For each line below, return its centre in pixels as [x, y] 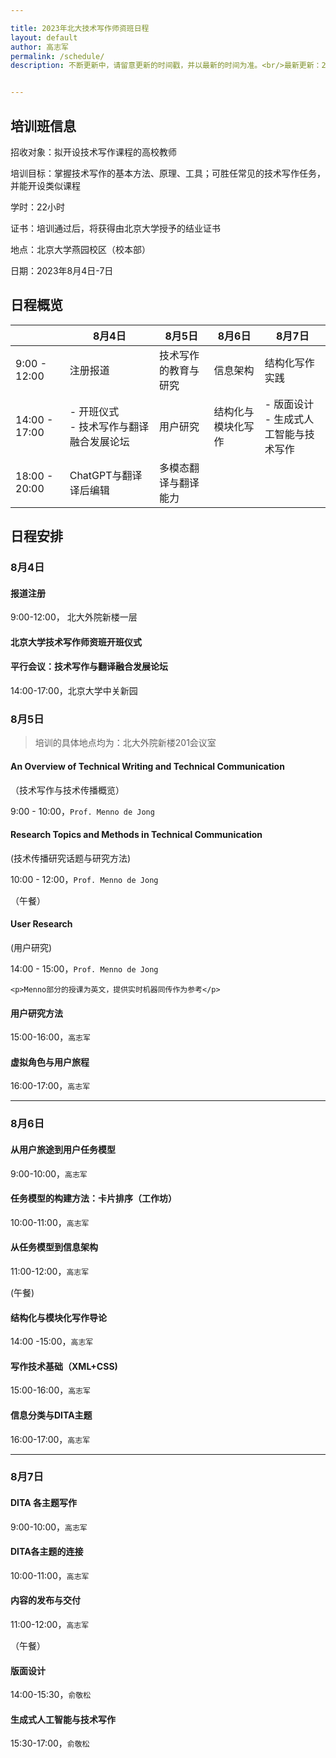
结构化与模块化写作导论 [58, 1317]
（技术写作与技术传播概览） [67, 790]
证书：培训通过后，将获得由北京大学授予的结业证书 [115, 228]
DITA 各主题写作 [43, 1503]
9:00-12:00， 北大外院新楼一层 [74, 617]
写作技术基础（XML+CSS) [64, 1366]
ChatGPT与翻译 [106, 475]
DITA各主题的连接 [47, 1552]
